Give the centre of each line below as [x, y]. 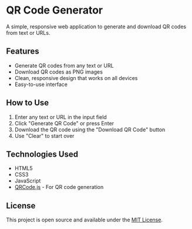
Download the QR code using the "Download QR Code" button [90, 130]
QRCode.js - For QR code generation [59, 187]
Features [23, 52]
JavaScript [28, 181]
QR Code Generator [55, 10]
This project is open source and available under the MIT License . [85, 220]
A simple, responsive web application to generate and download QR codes [96, 26]
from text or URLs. [28, 32]
